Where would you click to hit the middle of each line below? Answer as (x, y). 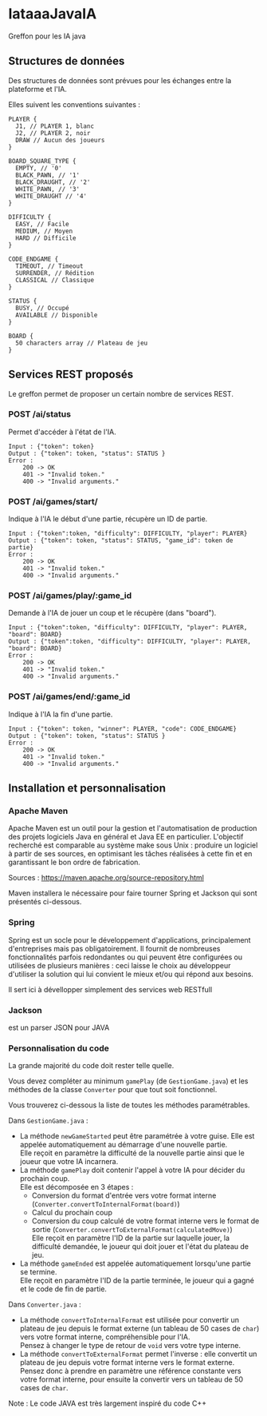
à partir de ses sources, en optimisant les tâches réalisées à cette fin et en (130, 854)
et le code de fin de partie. (63, 1289)
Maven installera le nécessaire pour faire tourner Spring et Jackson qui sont (133, 893)
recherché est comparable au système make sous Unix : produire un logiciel (133, 845)
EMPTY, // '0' (39, 168)
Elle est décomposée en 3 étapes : (77, 1187)
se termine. (38, 1272)
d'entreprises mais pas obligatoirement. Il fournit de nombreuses (114, 948)
